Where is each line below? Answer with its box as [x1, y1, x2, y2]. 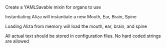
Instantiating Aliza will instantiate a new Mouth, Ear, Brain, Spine [5, 14, 137, 19]
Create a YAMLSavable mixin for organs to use [5, 4, 101, 10]
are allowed [5, 38, 29, 44]
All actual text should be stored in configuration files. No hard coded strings [5, 33, 161, 39]
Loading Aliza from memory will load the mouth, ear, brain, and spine [5, 23, 147, 29]
